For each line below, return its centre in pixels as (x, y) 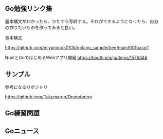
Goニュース (22, 131)
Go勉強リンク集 (29, 9)
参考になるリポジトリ (26, 87)
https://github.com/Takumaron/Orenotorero (49, 97)
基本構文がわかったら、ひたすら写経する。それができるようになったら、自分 (82, 21)
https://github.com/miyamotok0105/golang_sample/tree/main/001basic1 (77, 47)
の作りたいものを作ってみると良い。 (41, 27)
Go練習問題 (22, 113)
